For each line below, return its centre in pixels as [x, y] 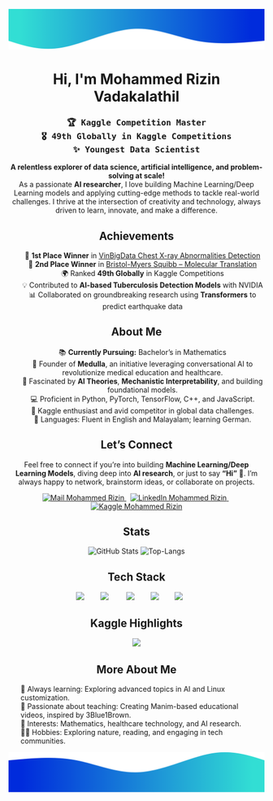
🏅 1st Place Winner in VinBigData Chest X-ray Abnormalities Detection [143, 256]
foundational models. [142, 390]
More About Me [136, 670]
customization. [45, 698]
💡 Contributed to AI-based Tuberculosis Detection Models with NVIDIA [142, 285]
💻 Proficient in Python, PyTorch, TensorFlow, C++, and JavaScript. [143, 399]
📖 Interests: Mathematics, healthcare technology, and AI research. [131, 723]
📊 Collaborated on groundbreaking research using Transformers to [143, 295]
